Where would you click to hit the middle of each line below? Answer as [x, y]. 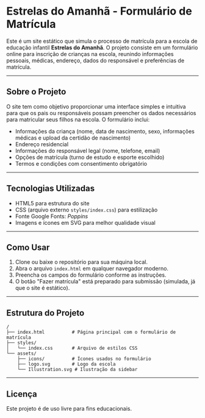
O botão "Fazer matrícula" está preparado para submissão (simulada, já [105, 282]
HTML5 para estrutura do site [52, 203]
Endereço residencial [42, 144]
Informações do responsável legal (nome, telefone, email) [88, 151]
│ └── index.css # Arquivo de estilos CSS [72, 349]
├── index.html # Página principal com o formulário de [91, 332]
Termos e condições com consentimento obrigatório [81, 163]
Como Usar [28, 247]
